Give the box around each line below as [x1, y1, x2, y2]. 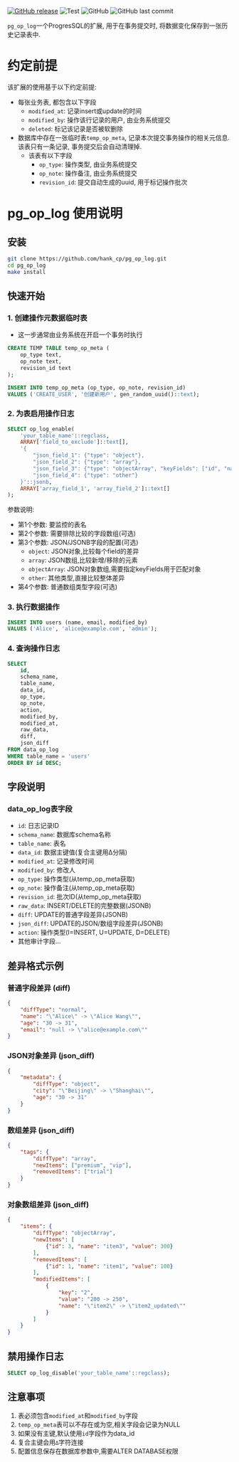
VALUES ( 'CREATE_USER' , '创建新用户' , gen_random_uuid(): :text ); [7, 391, 200, 398]
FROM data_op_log [7, 746, 59, 753]
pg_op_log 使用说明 [7, 206, 123, 222]
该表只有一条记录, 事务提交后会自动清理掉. [17, 142, 142, 151]
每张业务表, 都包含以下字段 [17, 97, 97, 106]
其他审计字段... [17, 937, 61, 945]
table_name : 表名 [17, 839, 66, 848]
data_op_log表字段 [7, 804, 73, 814]
